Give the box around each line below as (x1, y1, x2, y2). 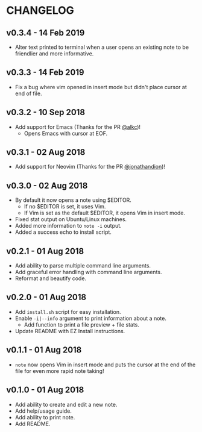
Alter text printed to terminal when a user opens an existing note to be (14, 43, 189, 51)
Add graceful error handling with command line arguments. (14, 269, 162, 276)
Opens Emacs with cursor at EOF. (24, 130, 108, 137)
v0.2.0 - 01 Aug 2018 (6, 292, 86, 302)
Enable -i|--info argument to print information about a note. (14, 315, 167, 322)
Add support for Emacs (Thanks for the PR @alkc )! (14, 123, 140, 130)
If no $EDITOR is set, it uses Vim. (24, 203, 106, 210)
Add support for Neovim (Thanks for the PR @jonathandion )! (14, 163, 166, 171)
